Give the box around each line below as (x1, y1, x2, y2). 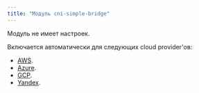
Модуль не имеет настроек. (7, 29, 90, 37)
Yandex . (17, 78, 41, 87)
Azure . (17, 63, 37, 71)
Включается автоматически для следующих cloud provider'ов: (7, 42, 193, 51)
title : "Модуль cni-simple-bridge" (7, 10, 110, 17)
